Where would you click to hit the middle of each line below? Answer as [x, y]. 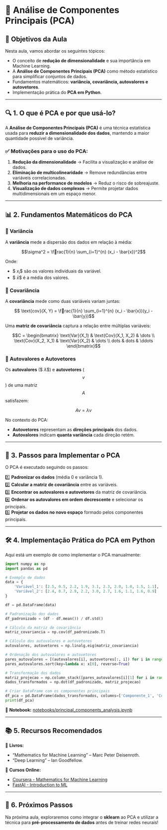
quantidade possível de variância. [40, 138]
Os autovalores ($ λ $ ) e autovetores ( [45, 369]
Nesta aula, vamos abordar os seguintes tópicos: [55, 51]
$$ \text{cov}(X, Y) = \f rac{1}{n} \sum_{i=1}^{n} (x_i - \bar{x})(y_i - [83, 311]
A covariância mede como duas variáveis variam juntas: [63, 301]
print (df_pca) [20, 701]
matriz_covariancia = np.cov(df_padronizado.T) [55, 632]
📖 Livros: [14, 745]
